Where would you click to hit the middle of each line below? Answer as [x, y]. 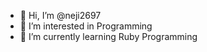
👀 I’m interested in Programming [86, 26]
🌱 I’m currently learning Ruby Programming [108, 36]
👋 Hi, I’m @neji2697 [60, 15]
